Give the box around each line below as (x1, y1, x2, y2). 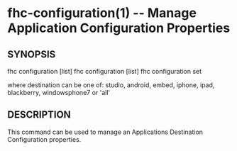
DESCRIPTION (7, 108, 71, 121)
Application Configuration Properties (7, 20, 231, 36)
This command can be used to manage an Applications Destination (7, 128, 204, 136)
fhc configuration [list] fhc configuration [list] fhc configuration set (7, 67, 202, 75)
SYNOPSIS (7, 48, 56, 60)
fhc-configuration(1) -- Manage (7, 5, 197, 21)
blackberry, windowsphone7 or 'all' (7, 89, 111, 96)
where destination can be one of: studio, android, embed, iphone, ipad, (7, 81, 215, 89)
